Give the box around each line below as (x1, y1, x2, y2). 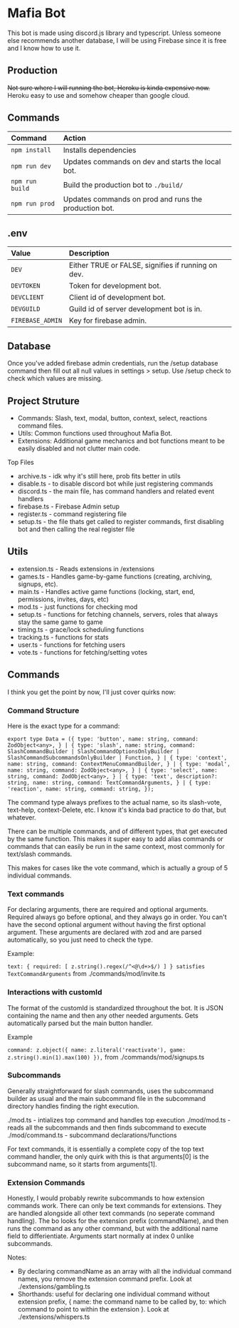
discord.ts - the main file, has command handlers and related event (17, 487, 215, 496)
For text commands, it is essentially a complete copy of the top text (7, 1145, 204, 1153)
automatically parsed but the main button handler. (7, 1019, 154, 1027)
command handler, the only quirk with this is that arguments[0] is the (7, 1152, 209, 1161)
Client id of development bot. (68, 293, 166, 303)
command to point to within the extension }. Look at (17, 1305, 169, 1314)
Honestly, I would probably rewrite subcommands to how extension (7, 1194, 205, 1202)
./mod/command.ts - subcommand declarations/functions (7, 1130, 177, 1140)
